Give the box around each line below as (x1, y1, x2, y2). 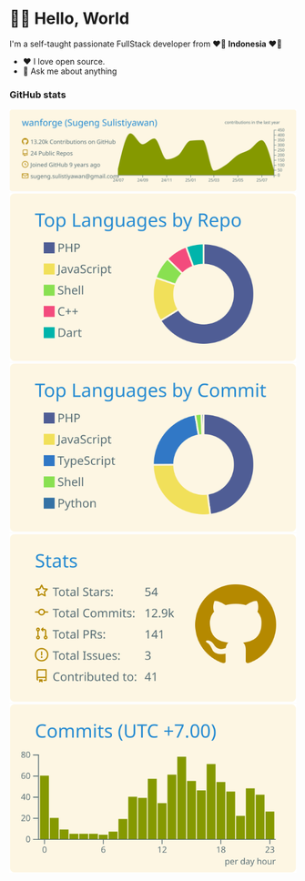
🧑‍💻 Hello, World (9, 8, 130, 29)
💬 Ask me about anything (22, 66, 117, 76)
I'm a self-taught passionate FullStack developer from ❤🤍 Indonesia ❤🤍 (9, 38, 282, 49)
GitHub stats (9, 88, 66, 101)
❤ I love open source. (22, 56, 106, 66)
